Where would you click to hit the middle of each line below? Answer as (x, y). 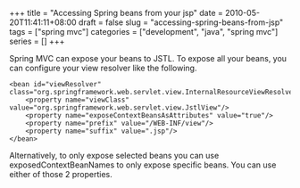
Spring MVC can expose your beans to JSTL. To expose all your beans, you (148, 58)
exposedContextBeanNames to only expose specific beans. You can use (143, 165)
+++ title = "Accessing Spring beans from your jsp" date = (116, 13)
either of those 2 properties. (61, 174)
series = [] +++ (37, 41)
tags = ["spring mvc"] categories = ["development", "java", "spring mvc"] (144, 32)
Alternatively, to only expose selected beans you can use (114, 155)
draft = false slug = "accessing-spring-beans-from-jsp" (181, 22)
